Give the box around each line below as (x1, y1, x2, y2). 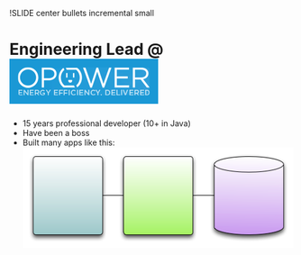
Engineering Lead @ (9, 40, 164, 59)
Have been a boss (22, 127, 90, 138)
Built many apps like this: (22, 137, 115, 148)
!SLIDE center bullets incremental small (9, 8, 155, 18)
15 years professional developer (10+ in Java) (22, 117, 191, 129)
